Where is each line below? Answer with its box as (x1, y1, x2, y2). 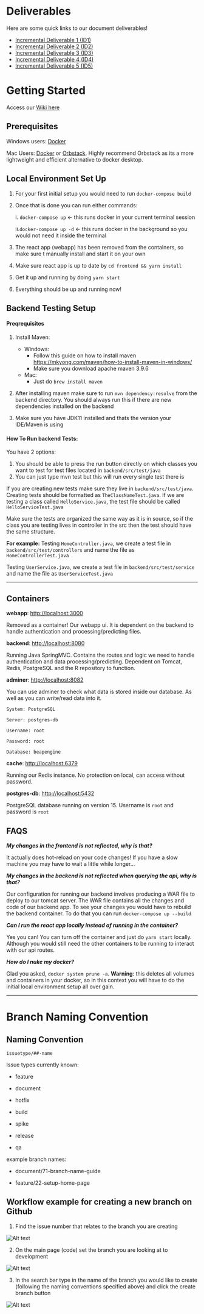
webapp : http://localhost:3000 (6, 610, 83, 617)
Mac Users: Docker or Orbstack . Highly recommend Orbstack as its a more (6, 149, 194, 157)
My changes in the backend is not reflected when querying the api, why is (6, 872, 197, 879)
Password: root (6, 738, 45, 744)
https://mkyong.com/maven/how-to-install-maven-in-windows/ (33, 359, 192, 366)
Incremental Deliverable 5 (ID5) (15, 62, 93, 70)
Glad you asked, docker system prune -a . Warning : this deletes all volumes (6, 969, 194, 977)
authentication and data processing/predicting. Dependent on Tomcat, (6, 658, 182, 665)
